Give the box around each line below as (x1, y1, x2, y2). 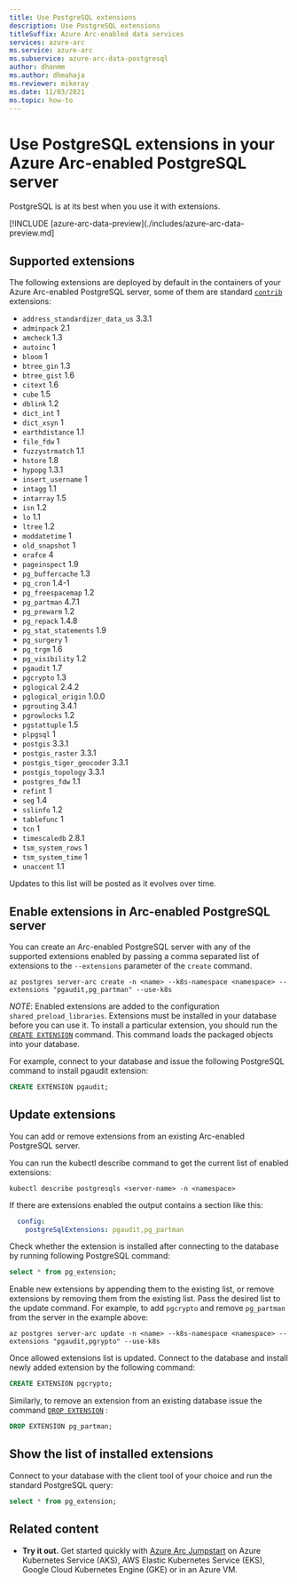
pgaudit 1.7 (21, 663, 63, 674)
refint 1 (21, 786, 52, 796)
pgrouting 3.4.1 (21, 700, 77, 711)
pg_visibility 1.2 (21, 653, 87, 664)
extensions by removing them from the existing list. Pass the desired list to (9, 1293, 281, 1304)
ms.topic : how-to (9, 95, 74, 105)
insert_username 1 (21, 474, 88, 484)
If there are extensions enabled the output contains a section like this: (9, 1199, 263, 1210)
